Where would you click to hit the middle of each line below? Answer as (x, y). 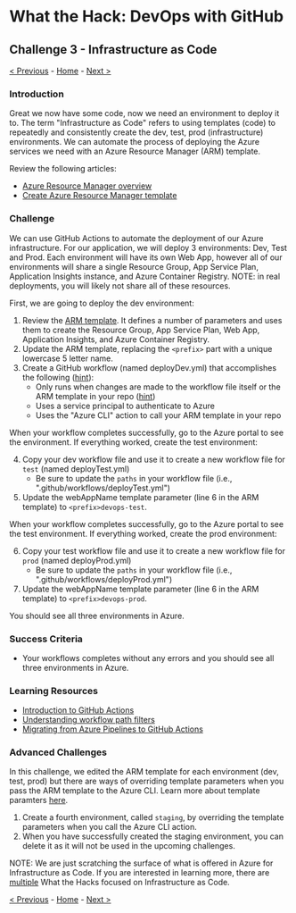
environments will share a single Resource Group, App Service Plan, (134, 266)
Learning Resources (53, 691)
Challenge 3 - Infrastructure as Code (113, 50)
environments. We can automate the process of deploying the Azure (135, 142)
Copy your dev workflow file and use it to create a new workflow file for (153, 459)
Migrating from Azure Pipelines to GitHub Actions (112, 729)
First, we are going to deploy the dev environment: (102, 303)
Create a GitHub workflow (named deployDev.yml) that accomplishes (149, 367)
